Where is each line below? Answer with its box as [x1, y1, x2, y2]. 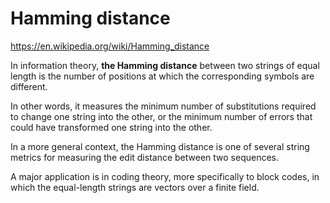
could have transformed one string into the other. [10, 121, 213, 133]
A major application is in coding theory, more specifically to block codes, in [10, 170, 320, 182]
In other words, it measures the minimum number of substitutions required [10, 100, 317, 112]
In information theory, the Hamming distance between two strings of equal [10, 59, 320, 71]
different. [10, 80, 48, 92]
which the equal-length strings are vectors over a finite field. [10, 181, 260, 193]
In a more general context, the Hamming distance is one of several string [10, 140, 310, 152]
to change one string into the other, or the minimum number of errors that [10, 110, 313, 122]
